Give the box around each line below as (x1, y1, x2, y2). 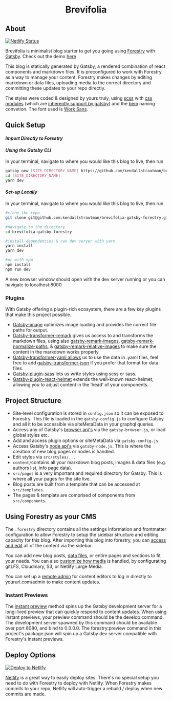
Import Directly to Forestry (5, 135, 63, 141)
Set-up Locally (5, 189, 37, 195)
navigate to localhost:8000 (5, 282, 62, 288)
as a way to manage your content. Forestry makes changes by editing (5, 74, 153, 80)
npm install (5, 262, 31, 267)
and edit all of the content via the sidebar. (5, 542, 93, 548)
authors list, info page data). (12, 465, 73, 471)
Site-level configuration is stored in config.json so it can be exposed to (12, 410, 164, 416)
